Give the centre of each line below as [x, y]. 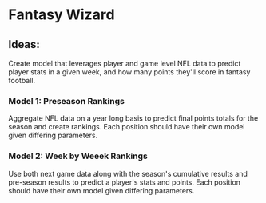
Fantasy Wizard [62, 15]
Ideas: [24, 44]
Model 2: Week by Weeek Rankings [78, 156]
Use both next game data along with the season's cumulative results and [128, 173]
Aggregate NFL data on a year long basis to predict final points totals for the [133, 118]
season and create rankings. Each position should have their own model [127, 127]
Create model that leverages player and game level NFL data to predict [125, 63]
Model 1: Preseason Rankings [67, 101]
